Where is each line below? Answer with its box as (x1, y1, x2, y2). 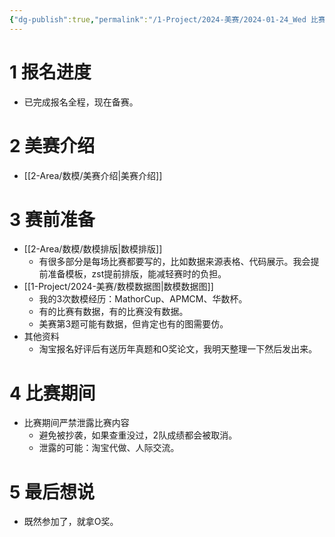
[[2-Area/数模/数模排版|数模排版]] (23, 243, 163, 255)
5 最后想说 (9, 481, 96, 503)
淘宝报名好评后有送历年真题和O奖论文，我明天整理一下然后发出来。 (38, 343, 318, 355)
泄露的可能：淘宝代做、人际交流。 (38, 442, 180, 454)
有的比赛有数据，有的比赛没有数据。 (38, 306, 189, 318)
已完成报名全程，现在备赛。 (23, 96, 139, 108)
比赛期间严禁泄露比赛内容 (23, 417, 130, 429)
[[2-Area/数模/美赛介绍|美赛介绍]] (23, 169, 163, 181)
